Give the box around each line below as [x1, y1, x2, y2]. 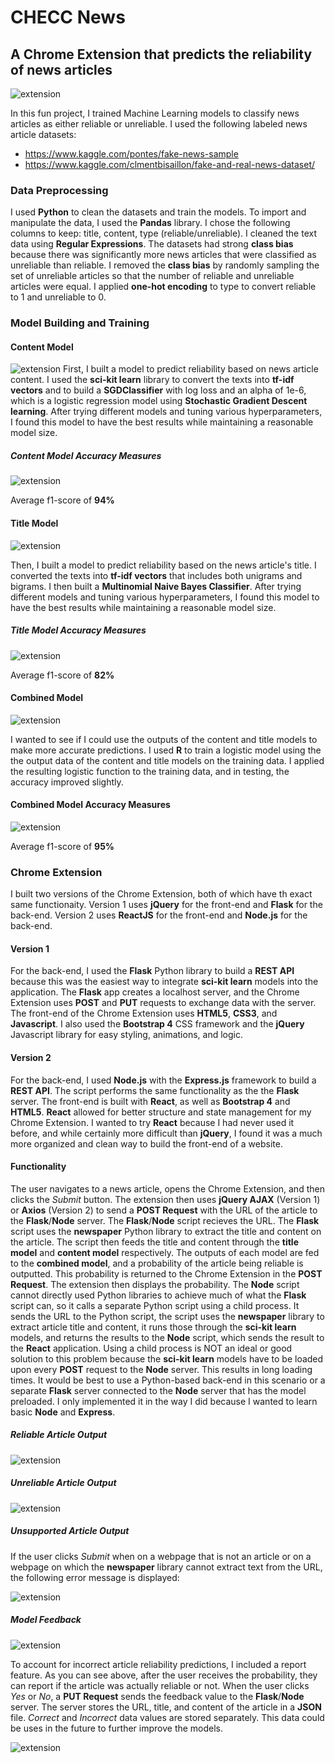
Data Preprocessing [10, 183, 109, 197]
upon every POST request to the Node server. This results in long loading [10, 1363, 313, 1375]
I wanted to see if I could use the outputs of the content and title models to [10, 733, 318, 745]
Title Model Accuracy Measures [10, 624, 147, 636]
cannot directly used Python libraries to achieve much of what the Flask [10, 1289, 307, 1301]
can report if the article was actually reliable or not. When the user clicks [10, 1679, 310, 1691]
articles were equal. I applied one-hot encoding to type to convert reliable [10, 281, 317, 293]
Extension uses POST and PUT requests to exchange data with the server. [10, 997, 317, 1009]
